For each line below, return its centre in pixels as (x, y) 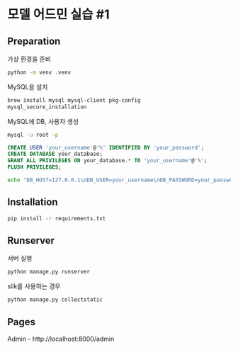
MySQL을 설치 (28, 86)
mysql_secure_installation (47, 107)
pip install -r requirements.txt (57, 218)
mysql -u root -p (33, 135)
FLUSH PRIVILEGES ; (34, 167)
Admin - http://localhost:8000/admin (61, 339)
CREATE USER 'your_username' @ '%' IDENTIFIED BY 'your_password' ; (106, 147)
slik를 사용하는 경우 (34, 286)
